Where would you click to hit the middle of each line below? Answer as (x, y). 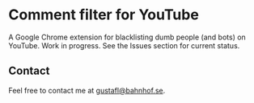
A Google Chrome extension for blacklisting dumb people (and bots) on (127, 37)
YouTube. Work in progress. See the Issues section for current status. (124, 45)
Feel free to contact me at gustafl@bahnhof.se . (87, 90)
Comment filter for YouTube (104, 15)
